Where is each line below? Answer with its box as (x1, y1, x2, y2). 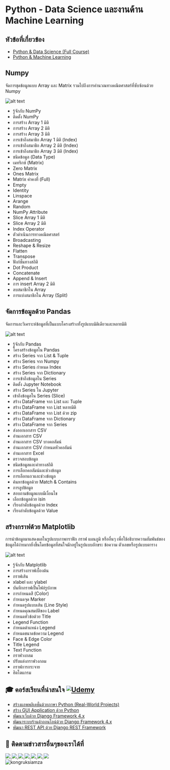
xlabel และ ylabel (12, 579, 47, 585)
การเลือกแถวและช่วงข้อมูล (12, 473, 56, 479)
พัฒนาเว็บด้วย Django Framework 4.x (12, 713, 85, 719)
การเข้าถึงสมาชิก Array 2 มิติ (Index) (12, 142, 78, 148)
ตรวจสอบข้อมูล (12, 456, 38, 462)
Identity (12, 187, 29, 193)
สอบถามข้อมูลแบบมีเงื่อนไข (12, 490, 58, 496)
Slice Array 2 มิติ (12, 220, 46, 226)
